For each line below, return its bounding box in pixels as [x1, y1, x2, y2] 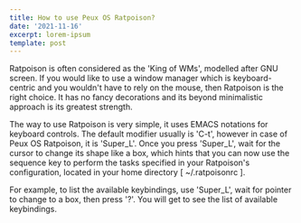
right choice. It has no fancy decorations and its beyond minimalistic [9, 92, 264, 103]
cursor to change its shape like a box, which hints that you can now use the [9, 148, 290, 159]
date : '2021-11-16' [9, 22, 83, 31]
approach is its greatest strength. [9, 101, 133, 113]
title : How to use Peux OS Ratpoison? [9, 13, 155, 23]
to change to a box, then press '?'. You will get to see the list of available [9, 194, 278, 205]
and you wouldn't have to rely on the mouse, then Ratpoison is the [37, 82, 285, 93]
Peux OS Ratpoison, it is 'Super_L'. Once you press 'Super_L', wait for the [9, 138, 281, 149]
